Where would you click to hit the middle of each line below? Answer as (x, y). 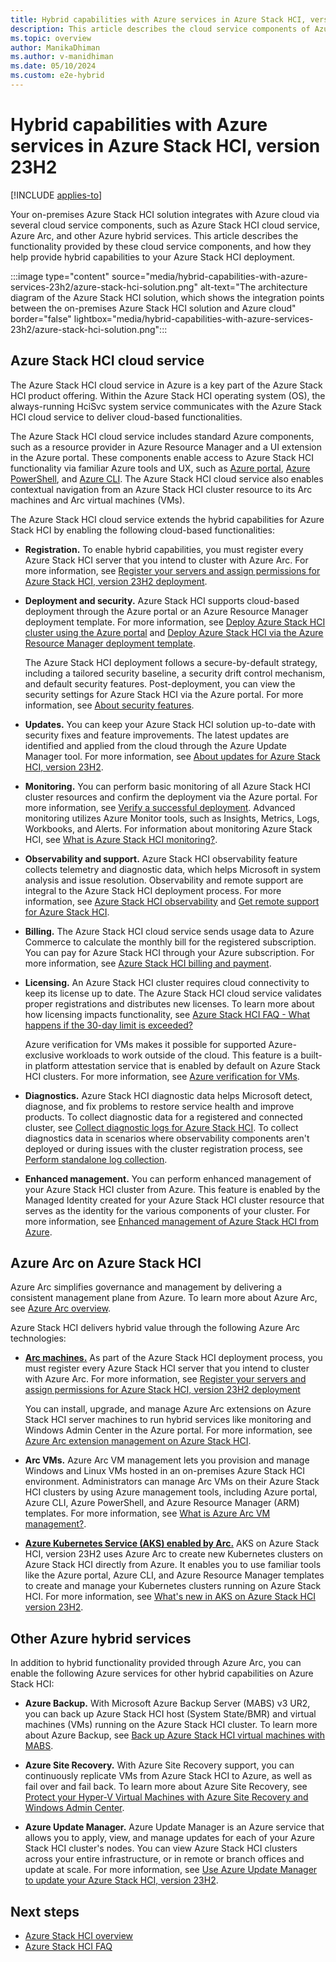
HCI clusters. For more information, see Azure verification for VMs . (162, 1076)
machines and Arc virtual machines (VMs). (98, 500)
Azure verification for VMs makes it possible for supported (145, 1044)
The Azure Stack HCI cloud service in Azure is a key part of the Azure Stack (166, 385)
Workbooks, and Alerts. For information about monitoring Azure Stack (168, 828)
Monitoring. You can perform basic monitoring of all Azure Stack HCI (168, 786)
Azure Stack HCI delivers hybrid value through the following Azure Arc (155, 1328)
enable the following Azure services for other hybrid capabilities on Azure (162, 1673)
